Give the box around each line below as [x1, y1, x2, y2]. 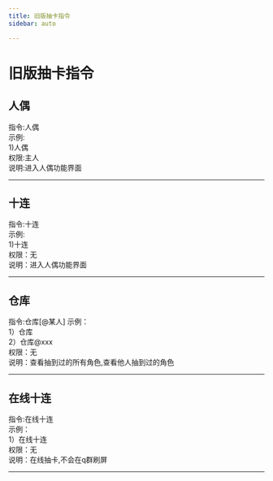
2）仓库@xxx [8, 337, 53, 347]
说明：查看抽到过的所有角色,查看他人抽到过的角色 [8, 357, 175, 367]
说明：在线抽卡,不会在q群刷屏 [8, 454, 108, 464]
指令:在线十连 [8, 414, 54, 423]
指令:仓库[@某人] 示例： [8, 317, 89, 327]
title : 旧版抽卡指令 [8, 11, 71, 20]
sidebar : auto [8, 19, 57, 28]
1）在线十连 [8, 434, 47, 444]
